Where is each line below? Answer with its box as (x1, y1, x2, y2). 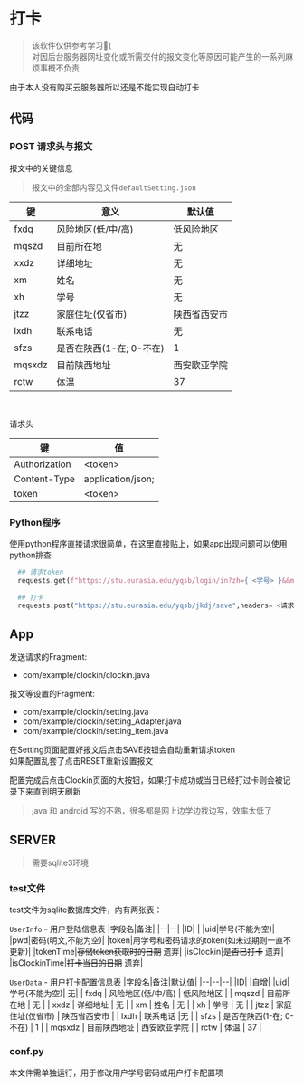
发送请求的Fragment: (9, 652, 88, 662)
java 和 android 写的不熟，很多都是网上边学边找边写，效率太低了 (31, 805, 273, 816)
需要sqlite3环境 (31, 857, 89, 868)
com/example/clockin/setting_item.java (22, 726, 169, 737)
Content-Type (14, 472, 75, 485)
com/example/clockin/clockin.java (22, 670, 151, 681)
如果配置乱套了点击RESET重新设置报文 (9, 756, 154, 767)
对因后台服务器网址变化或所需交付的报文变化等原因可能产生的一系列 (31, 51, 286, 62)
